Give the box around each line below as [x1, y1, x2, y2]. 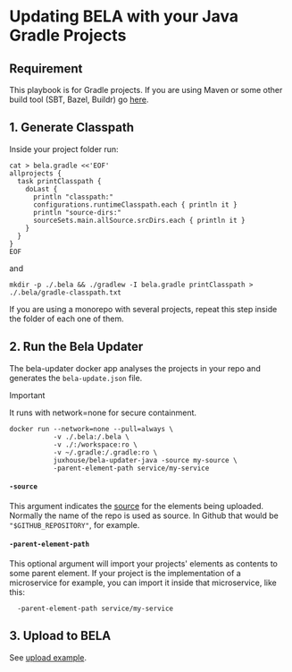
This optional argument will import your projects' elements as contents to [9, 558, 279, 569]
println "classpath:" [32, 192, 114, 201]
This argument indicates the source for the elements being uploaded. [9, 500, 264, 511]
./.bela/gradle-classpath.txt [9, 288, 122, 297]
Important [9, 389, 46, 400]
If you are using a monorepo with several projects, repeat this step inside [9, 303, 278, 314]
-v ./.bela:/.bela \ [53, 432, 129, 441]
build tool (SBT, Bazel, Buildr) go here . [9, 94, 149, 105]
